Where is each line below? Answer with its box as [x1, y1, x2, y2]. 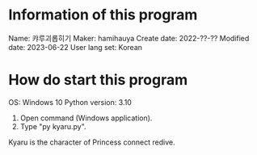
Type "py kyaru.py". [19, 121, 86, 131]
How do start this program [8, 71, 188, 90]
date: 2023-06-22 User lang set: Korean [8, 42, 143, 52]
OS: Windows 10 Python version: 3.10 [8, 97, 132, 107]
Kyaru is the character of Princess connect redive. [8, 137, 175, 147]
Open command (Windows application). [19, 113, 153, 123]
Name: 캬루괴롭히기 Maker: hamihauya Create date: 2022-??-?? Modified [8, 33, 250, 43]
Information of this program [8, 6, 198, 24]
